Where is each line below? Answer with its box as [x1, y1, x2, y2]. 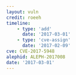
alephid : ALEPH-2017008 [6, 54, 66, 60]
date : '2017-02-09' [22, 43, 71, 49]
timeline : [6, 20, 31, 26]
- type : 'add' [17, 25, 52, 32]
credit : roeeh [6, 15, 42, 21]
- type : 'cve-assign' [17, 37, 71, 43]
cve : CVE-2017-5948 [6, 48, 55, 54]
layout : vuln [6, 8, 39, 15]
